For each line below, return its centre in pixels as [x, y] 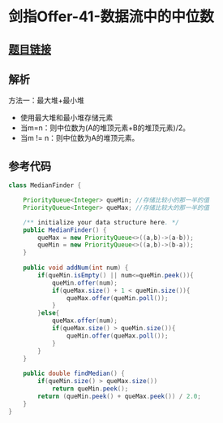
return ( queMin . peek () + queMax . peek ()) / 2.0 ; [119, 396]
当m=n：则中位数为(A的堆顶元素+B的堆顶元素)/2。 [105, 128]
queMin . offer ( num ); [84, 283]
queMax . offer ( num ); [84, 321]
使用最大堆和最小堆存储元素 [66, 118]
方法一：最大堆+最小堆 [47, 100]
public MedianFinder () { [65, 230]
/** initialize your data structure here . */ [101, 222]
